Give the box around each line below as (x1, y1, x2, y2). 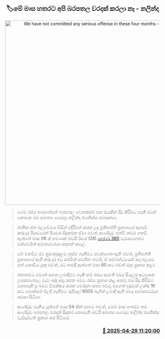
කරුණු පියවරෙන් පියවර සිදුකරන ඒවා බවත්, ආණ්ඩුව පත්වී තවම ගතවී (17, 230, 147, 236)
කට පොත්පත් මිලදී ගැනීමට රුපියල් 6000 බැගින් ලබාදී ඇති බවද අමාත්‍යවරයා (17, 288, 158, 294)
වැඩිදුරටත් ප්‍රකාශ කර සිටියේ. (17, 314, 70, 320)
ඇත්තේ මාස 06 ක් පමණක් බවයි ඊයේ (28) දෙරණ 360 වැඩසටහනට (17, 235, 144, 241)
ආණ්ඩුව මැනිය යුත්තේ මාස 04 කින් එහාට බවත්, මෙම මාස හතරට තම (17, 304, 147, 309)
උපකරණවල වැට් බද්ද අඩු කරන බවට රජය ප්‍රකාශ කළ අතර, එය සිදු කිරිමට (17, 277, 154, 283)
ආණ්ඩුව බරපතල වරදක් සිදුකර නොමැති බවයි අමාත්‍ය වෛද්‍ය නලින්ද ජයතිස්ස (17, 309, 160, 315)
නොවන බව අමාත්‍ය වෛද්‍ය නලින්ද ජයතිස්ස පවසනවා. (17, 214, 117, 220)
